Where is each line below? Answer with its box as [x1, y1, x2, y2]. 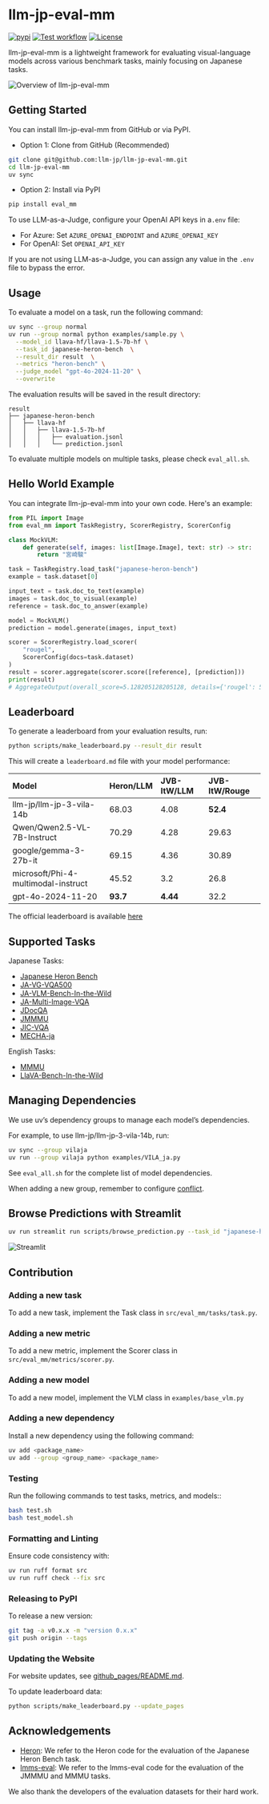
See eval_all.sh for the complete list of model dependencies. [8, 1167, 213, 1178]
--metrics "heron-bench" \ [15, 360, 106, 368]
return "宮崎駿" [37, 551, 88, 559]
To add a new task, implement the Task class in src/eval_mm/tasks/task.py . [8, 1308, 258, 1317]
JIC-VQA [19, 1023, 50, 1032]
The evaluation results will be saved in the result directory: [8, 390, 201, 400]
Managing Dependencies [8, 1094, 136, 1107]
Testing [8, 1473, 38, 1484]
